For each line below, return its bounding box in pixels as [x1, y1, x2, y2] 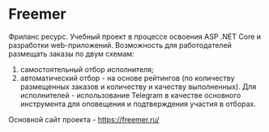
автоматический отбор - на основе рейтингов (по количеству [19, 73, 235, 83]
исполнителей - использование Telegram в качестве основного [19, 90, 241, 100]
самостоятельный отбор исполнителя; [19, 64, 154, 74]
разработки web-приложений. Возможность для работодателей [8, 40, 233, 49]
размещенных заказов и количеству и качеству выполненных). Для [19, 82, 257, 92]
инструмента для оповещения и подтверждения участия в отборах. [19, 99, 257, 109]
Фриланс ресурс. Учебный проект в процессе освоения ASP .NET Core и [8, 32, 262, 41]
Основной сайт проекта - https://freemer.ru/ [8, 114, 160, 124]
